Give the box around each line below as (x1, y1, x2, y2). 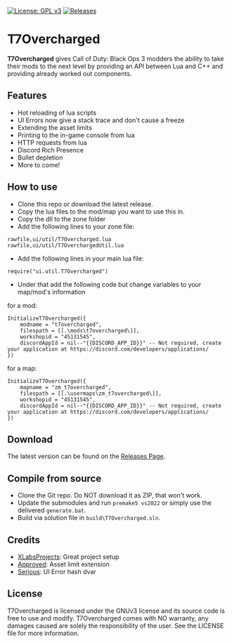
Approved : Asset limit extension (17, 560, 110, 569)
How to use (7, 181, 58, 193)
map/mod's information (17, 287, 86, 296)
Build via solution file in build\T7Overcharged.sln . (17, 514, 160, 522)
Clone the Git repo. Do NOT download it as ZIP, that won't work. (17, 491, 202, 500)
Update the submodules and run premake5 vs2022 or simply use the (17, 499, 212, 507)
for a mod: (7, 301, 37, 309)
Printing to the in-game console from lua (17, 131, 135, 139)
